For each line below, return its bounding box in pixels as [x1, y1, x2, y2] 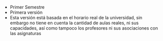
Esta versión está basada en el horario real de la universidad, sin [9, 15, 143, 20]
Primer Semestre [9, 4, 45, 10]
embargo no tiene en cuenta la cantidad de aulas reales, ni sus [9, 20, 139, 26]
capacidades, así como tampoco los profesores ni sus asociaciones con [9, 25, 158, 31]
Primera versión [9, 9, 43, 15]
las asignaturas [9, 31, 41, 36]
